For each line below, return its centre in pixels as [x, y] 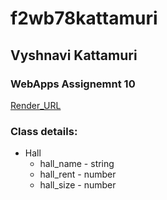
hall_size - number [78, 185]
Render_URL [36, 105]
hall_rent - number [78, 174]
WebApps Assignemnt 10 [73, 84]
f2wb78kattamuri [84, 18]
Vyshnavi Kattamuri [74, 55]
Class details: [44, 131]
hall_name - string [77, 164]
